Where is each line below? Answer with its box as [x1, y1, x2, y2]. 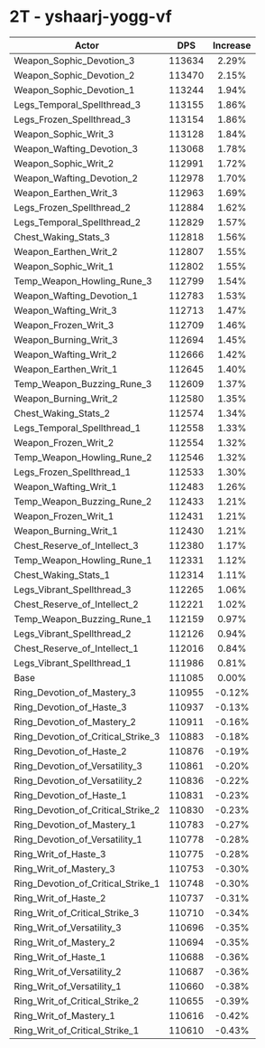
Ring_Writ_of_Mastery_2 [14, 936, 115, 949]
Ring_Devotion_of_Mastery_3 [14, 685, 137, 698]
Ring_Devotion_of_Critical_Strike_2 [14, 803, 160, 816]
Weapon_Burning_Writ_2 [14, 392, 119, 404]
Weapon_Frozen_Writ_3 [14, 318, 114, 331]
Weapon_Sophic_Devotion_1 [14, 83, 135, 96]
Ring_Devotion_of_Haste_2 [14, 744, 128, 757]
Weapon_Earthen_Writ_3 [14, 186, 118, 199]
